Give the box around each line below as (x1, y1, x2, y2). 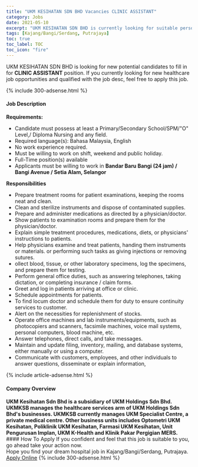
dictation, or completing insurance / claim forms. (14, 279, 133, 286)
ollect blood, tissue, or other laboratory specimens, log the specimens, (14, 260, 187, 267)
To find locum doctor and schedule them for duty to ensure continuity (14, 298, 184, 305)
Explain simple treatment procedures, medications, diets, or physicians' (14, 229, 189, 236)
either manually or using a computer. (14, 348, 104, 355)
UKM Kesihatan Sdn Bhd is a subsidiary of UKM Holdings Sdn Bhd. (6, 398, 172, 405)
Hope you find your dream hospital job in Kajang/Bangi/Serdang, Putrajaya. (6, 448, 189, 455)
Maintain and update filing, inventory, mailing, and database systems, (14, 341, 183, 348)
